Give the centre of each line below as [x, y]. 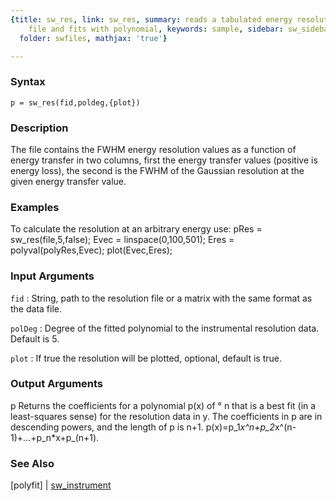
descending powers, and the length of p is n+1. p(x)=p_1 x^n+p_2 [142, 427]
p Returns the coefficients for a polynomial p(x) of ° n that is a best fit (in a [163, 405]
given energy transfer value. [68, 181]
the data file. [36, 308]
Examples [35, 207]
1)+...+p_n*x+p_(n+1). [55, 437]
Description [39, 128]
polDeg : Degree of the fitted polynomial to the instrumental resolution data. [165, 328]
